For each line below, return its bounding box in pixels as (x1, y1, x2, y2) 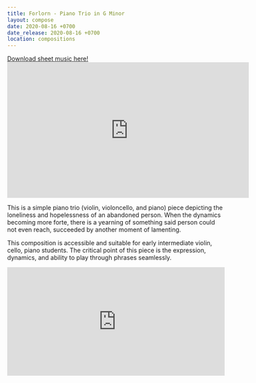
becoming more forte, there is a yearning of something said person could (7, 218, 215, 227)
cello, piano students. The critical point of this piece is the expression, (7, 246, 206, 255)
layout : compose (7, 17, 54, 23)
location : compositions (7, 36, 76, 43)
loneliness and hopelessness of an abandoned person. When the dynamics (7, 211, 221, 219)
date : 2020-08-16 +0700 (7, 23, 76, 30)
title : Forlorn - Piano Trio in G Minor (7, 10, 126, 17)
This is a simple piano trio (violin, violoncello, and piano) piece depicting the (7, 204, 223, 212)
